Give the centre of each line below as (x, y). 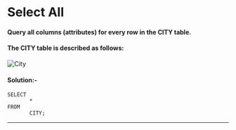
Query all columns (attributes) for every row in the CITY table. (99, 32)
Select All (36, 12)
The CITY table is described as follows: (66, 48)
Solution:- (22, 80)
